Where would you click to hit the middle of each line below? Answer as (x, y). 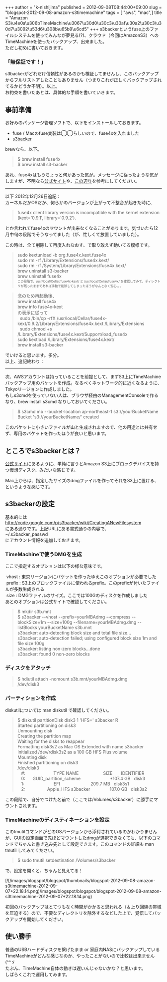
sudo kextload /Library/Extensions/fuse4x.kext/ (66, 339)
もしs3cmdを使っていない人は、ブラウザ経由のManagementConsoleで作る (82, 395)
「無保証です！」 (26, 62)
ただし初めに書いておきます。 (35, 48)
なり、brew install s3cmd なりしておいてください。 (57, 402)
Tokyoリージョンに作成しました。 (40, 389)
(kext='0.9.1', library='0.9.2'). (46, 218)
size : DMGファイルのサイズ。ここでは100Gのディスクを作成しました (77, 596)
